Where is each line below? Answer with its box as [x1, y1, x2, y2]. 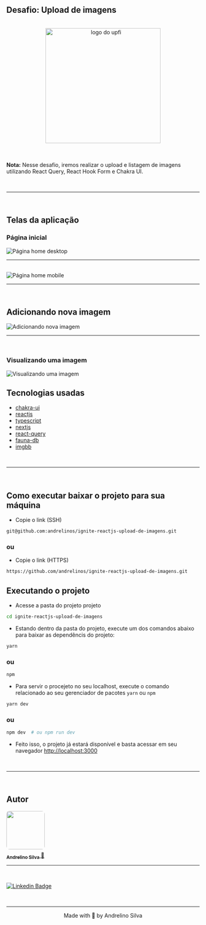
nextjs [15, 423, 31, 431]
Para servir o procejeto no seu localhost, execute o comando [15, 683, 170, 690]
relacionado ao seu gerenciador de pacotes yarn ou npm [15, 689, 156, 697]
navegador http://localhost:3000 [15, 747, 98, 754]
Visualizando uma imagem [6, 356, 87, 364]
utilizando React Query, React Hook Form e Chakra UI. [6, 167, 143, 175]
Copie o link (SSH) [15, 516, 63, 524]
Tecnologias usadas [6, 388, 85, 398]
